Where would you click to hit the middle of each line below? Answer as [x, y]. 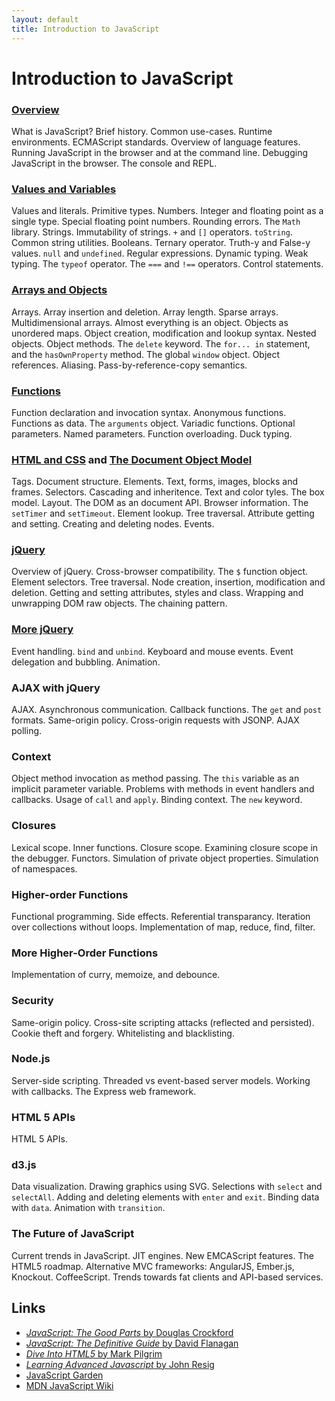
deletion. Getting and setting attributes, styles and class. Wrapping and [157, 593]
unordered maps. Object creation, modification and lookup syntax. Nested [164, 333]
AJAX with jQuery [56, 688]
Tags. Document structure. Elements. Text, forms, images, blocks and [155, 482]
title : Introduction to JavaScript [85, 29]
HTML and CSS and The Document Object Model [132, 459]
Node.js [31, 1059]
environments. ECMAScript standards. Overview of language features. [156, 142]
